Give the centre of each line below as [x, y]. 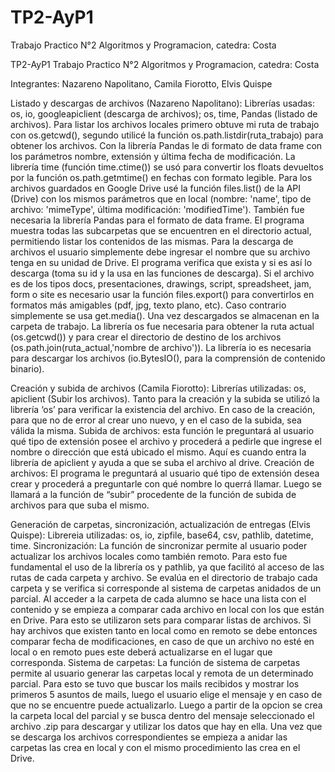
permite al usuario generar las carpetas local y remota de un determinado [162, 673]
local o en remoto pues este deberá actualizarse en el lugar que [141, 652]
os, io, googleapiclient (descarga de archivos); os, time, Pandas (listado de [164, 113]
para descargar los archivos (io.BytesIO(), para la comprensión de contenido [168, 358]
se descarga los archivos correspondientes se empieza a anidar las [149, 737]
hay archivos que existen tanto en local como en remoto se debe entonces [164, 630]
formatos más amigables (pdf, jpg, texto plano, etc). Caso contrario [148, 305]
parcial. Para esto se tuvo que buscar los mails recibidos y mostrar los [155, 683]
